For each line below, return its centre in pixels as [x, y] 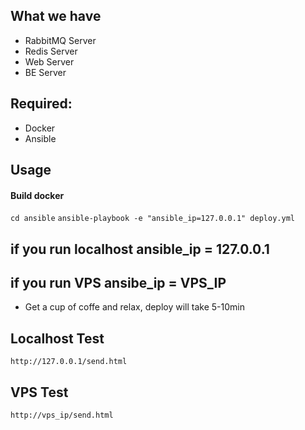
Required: [41, 104]
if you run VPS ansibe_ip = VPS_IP [118, 283]
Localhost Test [57, 338]
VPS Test [39, 392]
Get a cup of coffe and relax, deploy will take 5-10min [134, 307]
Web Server [49, 61]
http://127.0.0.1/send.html [69, 362]
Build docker [37, 195]
